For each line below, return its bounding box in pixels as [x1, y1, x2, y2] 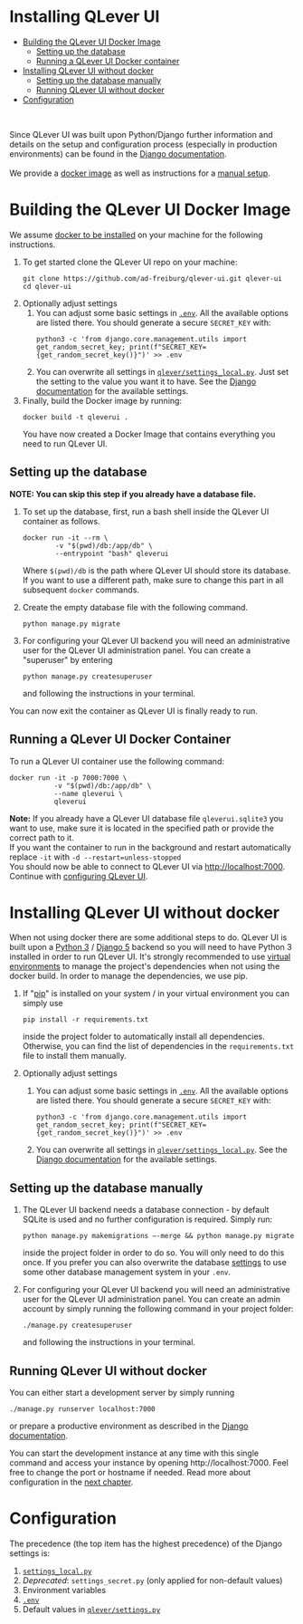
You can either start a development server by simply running [9, 1388, 235, 1398]
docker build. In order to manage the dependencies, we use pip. [9, 971, 249, 982]
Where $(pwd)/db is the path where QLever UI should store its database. [22, 564, 291, 576]
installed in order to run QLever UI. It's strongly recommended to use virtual [9, 951, 291, 962]
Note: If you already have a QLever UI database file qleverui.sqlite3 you [9, 812, 284, 823]
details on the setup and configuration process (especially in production [9, 139, 278, 149]
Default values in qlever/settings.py [22, 1604, 161, 1614]
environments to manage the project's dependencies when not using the [9, 961, 280, 972]
